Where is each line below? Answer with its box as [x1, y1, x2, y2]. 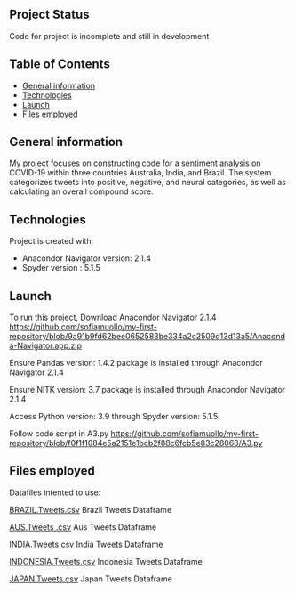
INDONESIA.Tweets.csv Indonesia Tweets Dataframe [9, 556, 203, 566]
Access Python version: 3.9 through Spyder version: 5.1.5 [9, 411, 219, 422]
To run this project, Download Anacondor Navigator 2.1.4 [9, 312, 217, 323]
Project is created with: [9, 236, 94, 247]
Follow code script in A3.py [9, 428, 109, 439]
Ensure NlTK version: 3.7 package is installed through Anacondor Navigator [9, 385, 286, 395]
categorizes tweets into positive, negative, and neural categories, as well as [9, 177, 287, 188]
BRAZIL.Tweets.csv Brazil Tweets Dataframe [9, 504, 172, 515]
